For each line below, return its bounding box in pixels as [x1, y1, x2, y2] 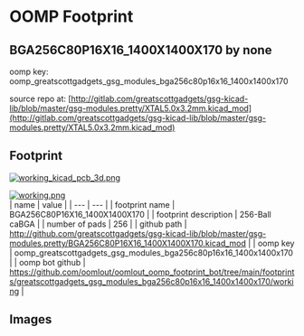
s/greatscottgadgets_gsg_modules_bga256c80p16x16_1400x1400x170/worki [9, 275, 294, 286]
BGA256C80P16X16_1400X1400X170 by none [9, 42, 272, 58]
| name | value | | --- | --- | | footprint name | [9, 199, 176, 210]
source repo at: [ [9, 93, 71, 104]
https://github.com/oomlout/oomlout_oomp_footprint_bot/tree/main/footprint [9, 266, 295, 277]
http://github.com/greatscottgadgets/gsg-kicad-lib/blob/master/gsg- [9, 228, 267, 238]
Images [9, 312, 52, 327]
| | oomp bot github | [9, 257, 86, 267]
